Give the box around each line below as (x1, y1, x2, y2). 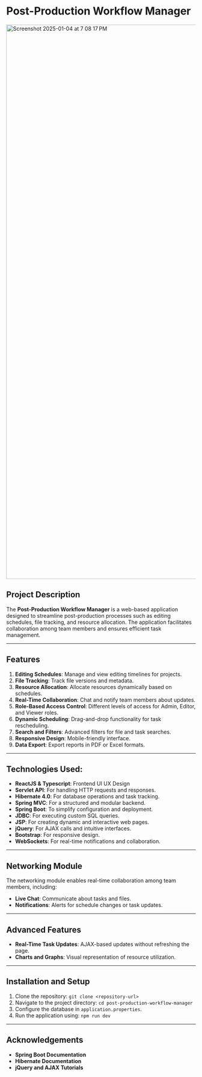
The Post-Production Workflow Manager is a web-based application (6, 605, 179, 613)
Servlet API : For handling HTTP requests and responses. (14, 786, 156, 794)
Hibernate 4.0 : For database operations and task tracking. (14, 793, 160, 800)
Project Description (6, 589, 81, 600)
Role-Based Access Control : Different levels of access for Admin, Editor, (14, 702, 196, 710)
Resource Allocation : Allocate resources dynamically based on (14, 683, 173, 690)
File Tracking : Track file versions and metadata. (14, 677, 134, 684)
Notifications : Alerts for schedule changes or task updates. (14, 901, 163, 909)
